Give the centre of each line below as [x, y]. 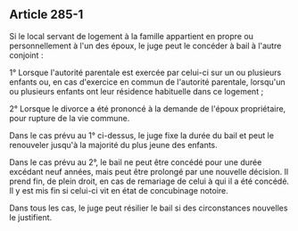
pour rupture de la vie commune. [70, 118]
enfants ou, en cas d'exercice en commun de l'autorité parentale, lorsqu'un [147, 82]
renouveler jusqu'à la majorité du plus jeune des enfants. [114, 144]
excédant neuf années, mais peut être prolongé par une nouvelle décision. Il [149, 171]
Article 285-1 [46, 15]
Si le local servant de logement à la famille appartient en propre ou [132, 36]
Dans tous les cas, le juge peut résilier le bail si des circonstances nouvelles [149, 208]
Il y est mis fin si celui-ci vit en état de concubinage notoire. [119, 190]
